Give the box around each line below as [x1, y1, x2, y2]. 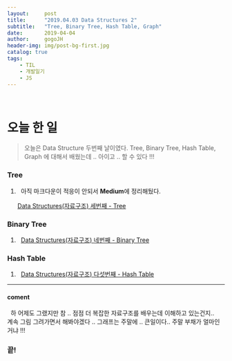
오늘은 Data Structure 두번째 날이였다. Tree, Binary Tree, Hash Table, [23, 144, 216, 152]
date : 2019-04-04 [7, 29, 76, 37]
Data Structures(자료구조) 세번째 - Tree [17, 201, 126, 210]
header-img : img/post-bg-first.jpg [7, 42, 110, 49]
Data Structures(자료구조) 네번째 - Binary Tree [20, 236, 150, 244]
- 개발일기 [19, 68, 45, 75]
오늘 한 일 [7, 120, 58, 136]
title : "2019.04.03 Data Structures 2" [7, 17, 137, 24]
